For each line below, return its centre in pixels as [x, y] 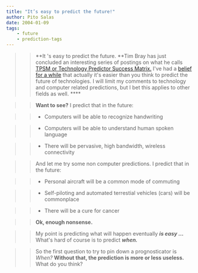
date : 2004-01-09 [28, 23]
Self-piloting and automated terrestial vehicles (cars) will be [117, 193]
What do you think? [59, 264]
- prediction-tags [39, 39]
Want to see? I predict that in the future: [84, 105]
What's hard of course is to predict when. [87, 240]
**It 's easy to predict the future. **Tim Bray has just [101, 56]
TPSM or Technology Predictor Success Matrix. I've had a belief [114, 68]
